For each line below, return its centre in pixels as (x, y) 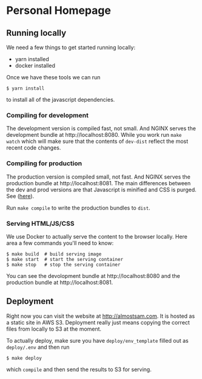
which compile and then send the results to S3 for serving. (79, 369)
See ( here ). (20, 196)
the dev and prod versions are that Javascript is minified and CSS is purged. (102, 189)
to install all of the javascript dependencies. (61, 100)
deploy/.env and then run (38, 347)
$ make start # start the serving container (65, 259)
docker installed (35, 65)
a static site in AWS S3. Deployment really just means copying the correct (98, 322)
